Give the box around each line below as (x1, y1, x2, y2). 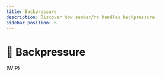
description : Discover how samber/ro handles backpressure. (6, 14, 158, 20)
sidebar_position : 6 (6, 20, 57, 25)
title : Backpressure (6, 8, 57, 15)
